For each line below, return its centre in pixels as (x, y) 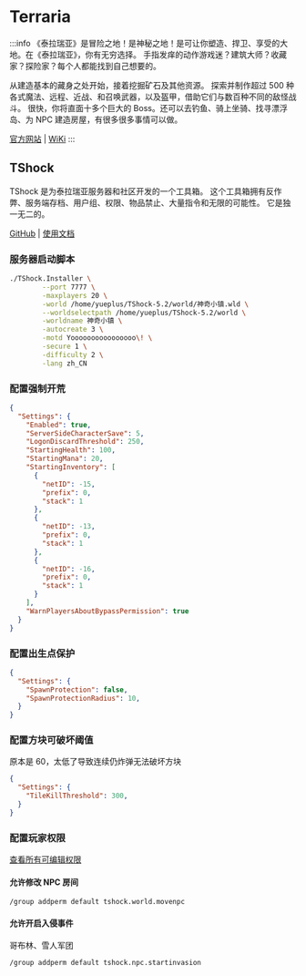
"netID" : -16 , (69, 569)
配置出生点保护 (42, 653)
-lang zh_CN (65, 363)
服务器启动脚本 (42, 259)
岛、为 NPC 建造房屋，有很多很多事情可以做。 (96, 119)
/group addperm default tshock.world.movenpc (97, 902)
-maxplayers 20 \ (75, 295)
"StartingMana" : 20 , (65, 459)
